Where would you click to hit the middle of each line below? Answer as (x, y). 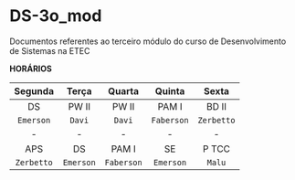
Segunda (34, 90)
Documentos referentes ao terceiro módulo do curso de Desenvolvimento (148, 41)
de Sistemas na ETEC (50, 50)
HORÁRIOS (31, 69)
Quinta (170, 90)
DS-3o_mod (56, 16)
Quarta (124, 90)
